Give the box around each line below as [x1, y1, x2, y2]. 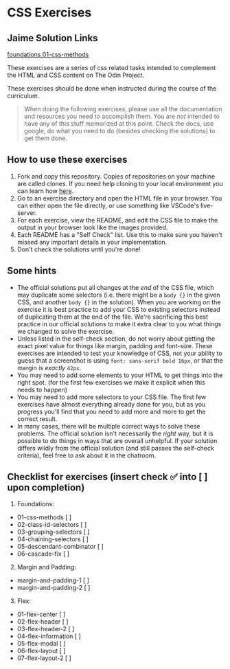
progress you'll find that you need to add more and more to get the [16, 407, 206, 416]
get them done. [23, 134, 67, 142]
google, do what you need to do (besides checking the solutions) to [23, 127, 216, 135]
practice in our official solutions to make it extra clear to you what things [16, 319, 222, 328]
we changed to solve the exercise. [16, 327, 115, 335]
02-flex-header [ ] [16, 617, 69, 626]
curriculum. [7, 91, 40, 100]
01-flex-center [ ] [16, 610, 66, 619]
